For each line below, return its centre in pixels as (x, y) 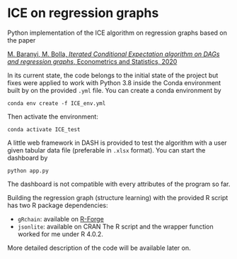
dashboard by (28, 158)
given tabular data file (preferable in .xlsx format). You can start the (106, 150)
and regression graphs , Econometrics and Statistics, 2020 (92, 61)
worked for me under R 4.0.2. (60, 234)
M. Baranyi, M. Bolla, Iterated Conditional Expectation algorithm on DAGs (114, 54)
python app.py (28, 171)
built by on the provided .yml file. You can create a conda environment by (114, 90)
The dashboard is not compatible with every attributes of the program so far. (119, 184)
